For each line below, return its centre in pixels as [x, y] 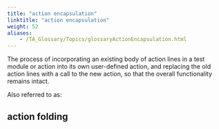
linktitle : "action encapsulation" [58, 20]
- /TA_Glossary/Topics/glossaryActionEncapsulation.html [103, 40]
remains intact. [28, 81]
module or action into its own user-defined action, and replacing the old [109, 67]
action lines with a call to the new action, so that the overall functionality [110, 74]
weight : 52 [23, 26]
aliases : [20, 33]
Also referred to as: [35, 95]
